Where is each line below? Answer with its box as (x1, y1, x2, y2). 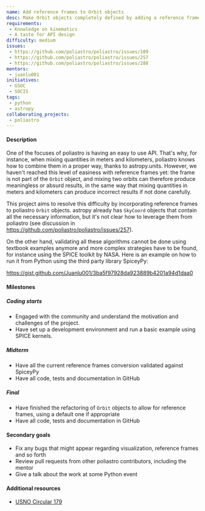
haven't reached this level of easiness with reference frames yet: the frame (6, 169, 195, 176)
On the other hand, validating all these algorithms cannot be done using (6, 238, 187, 245)
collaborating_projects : (6, 111, 70, 117)
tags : (6, 94, 20, 100)
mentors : (6, 65, 29, 72)
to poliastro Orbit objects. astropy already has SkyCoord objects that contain (6, 207, 197, 214)
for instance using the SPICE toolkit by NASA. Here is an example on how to (6, 251, 196, 259)
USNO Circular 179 (15, 498, 62, 505)
